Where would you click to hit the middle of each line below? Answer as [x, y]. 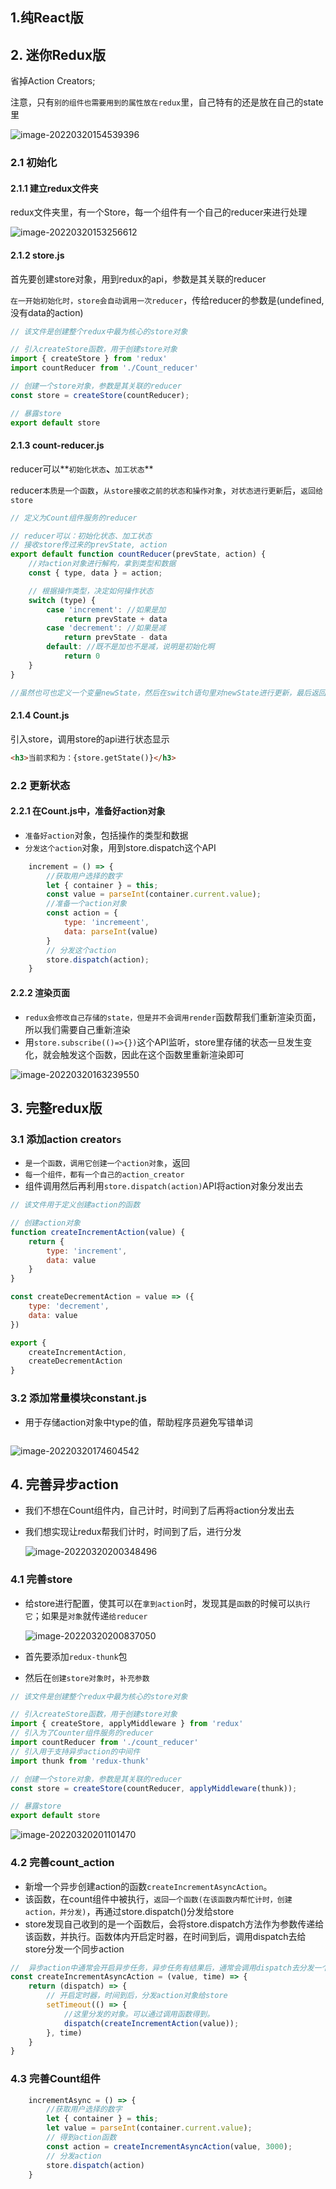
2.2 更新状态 [40, 785]
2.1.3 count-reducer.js [57, 445]
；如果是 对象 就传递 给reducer [90, 1615]
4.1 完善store [41, 1580]
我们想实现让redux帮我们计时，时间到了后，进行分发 [133, 1532]
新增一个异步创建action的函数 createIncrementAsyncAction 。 [148, 1886]
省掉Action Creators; [53, 81]
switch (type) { [62, 600]
